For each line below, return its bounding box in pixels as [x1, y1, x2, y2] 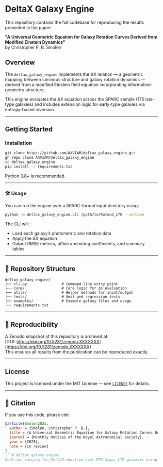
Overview [5, 58, 35, 67]
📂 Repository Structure [5, 265, 76, 273]
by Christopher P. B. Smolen [5, 44, 62, 50]
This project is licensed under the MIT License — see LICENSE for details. [5, 380, 150, 386]
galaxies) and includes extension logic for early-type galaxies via [15, 101, 145, 107]
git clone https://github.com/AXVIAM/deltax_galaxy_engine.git [5, 150, 136, 156]
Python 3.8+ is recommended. [5, 173, 66, 179]
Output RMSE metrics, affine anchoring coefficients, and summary [12, 241, 145, 247]
